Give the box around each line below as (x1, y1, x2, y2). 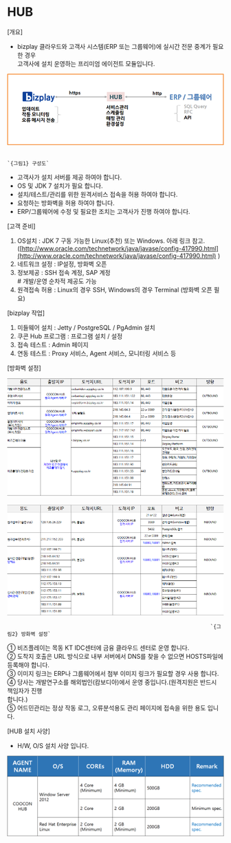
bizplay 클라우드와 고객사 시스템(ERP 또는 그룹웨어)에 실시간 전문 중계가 (16, 42, 211, 50)
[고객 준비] (7, 222, 36, 230)
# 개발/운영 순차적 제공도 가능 (16, 277, 98, 285)
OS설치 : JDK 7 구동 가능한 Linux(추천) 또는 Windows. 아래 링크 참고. (16, 237, 206, 245)
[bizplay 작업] (7, 309, 45, 317)
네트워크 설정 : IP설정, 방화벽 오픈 (16, 260, 107, 268)
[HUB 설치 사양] (7, 727, 50, 735)
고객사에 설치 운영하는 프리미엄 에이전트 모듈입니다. (16, 59, 155, 67)
